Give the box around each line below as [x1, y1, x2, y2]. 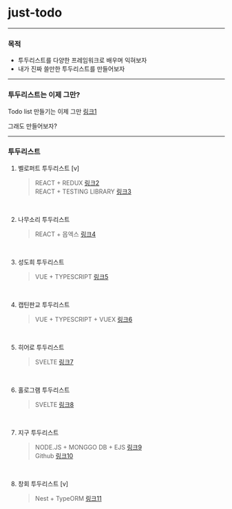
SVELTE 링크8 [34, 400, 74, 408]
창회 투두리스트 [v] [17, 479, 68, 488]
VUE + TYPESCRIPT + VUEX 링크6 [34, 315, 133, 323]
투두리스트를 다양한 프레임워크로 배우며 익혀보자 [17, 56, 147, 65]
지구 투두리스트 [17, 428, 59, 437]
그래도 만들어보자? [8, 122, 58, 130]
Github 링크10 [34, 451, 74, 459]
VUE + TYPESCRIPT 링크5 [34, 272, 109, 280]
